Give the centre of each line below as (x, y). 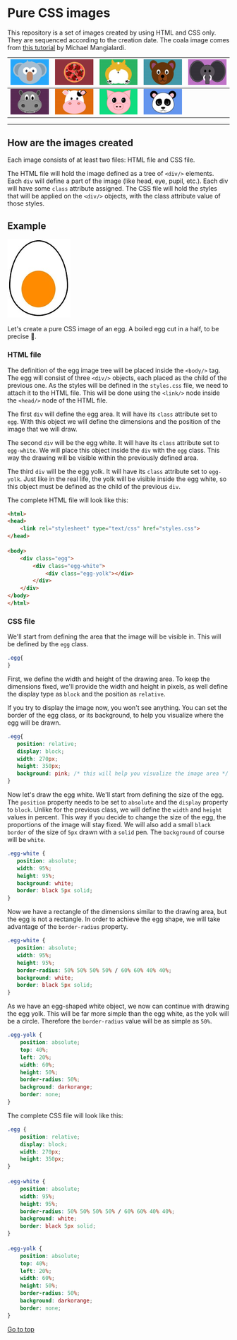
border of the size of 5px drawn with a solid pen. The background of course (116, 832)
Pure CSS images (59, 13)
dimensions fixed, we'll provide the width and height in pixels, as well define (117, 686)
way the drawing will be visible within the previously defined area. (103, 458)
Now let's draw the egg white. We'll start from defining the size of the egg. (116, 795)
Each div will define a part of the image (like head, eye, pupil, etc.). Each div (118, 181)
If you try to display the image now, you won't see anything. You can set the (117, 707)
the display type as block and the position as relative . (86, 694)
